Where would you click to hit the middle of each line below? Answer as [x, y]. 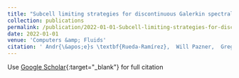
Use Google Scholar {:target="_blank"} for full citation [85, 67]
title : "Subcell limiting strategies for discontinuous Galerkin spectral [121, 14]
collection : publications [46, 21]
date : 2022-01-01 [33, 34]
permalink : [23, 27]
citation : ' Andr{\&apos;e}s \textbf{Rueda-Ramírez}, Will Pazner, [111, 47]
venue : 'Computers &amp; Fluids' [57, 40]
